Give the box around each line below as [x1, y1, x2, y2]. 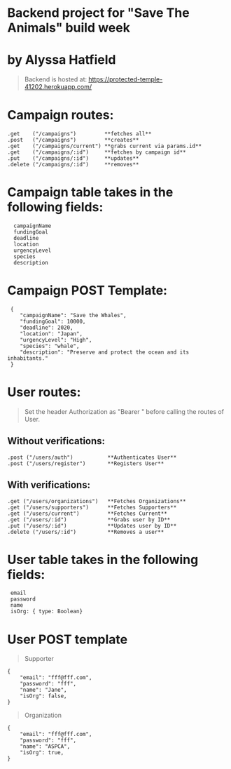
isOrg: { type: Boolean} [10, 608, 83, 615]
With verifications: [7, 479, 91, 491]
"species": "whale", [20, 342, 80, 349]
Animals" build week [7, 20, 131, 36]
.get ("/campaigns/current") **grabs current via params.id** [7, 142, 202, 150]
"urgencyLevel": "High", [20, 336, 92, 343]
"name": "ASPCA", [20, 743, 71, 750]
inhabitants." [7, 354, 49, 362]
